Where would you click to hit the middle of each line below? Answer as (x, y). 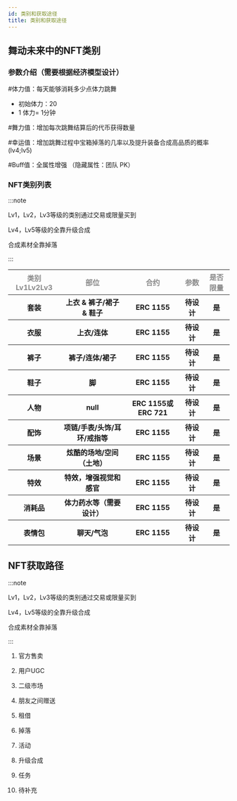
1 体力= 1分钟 (37, 112)
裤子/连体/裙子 (92, 358)
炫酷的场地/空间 (92, 452)
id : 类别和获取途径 (33, 14)
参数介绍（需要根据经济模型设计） (66, 72)
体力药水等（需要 (92, 503)
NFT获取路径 (36, 565)
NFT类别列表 (30, 185)
